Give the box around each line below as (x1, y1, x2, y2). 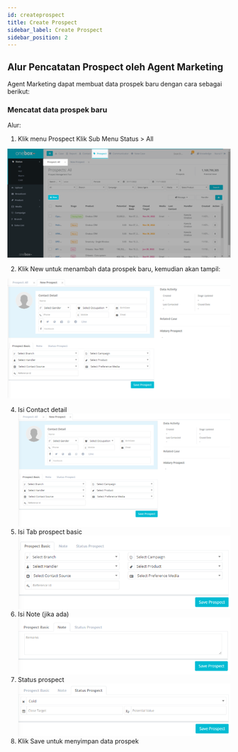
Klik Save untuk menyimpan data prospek (17, 736, 140, 745)
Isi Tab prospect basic (17, 528, 83, 536)
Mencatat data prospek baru (7, 105, 108, 115)
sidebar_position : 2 (7, 34, 69, 41)
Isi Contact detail (17, 405, 67, 414)
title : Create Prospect (7, 18, 78, 26)
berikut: (7, 87, 30, 96)
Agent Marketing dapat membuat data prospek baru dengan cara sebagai (7, 80, 222, 89)
